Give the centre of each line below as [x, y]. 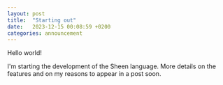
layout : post [26, 14]
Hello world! [24, 53]
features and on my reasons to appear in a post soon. [84, 74]
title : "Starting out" [42, 20]
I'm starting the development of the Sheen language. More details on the [112, 66]
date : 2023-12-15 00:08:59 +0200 [59, 26]
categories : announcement [45, 33]
